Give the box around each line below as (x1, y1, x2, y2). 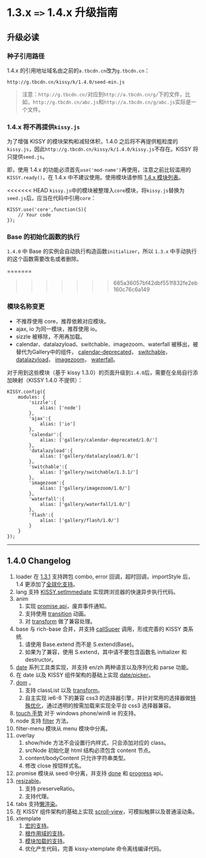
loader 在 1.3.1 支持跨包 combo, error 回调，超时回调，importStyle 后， (15, 573, 194, 580)
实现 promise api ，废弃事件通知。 (24, 602, 110, 609)
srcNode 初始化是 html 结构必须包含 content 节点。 (24, 747, 155, 754)
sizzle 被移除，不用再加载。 (15, 333, 86, 340)
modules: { (18, 394, 46, 400)
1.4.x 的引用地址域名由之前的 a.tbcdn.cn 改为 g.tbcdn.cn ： (7, 67, 150, 74)
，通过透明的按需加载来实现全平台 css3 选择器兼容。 (41, 702, 174, 709)
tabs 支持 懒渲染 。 (15, 800, 61, 807)
